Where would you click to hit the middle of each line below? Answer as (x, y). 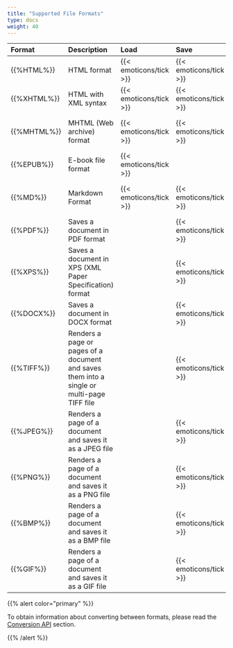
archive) (82, 132)
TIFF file (81, 403)
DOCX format (90, 322)
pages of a (86, 351)
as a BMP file (89, 541)
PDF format (87, 239)
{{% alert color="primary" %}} (51, 604)
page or (81, 342)
